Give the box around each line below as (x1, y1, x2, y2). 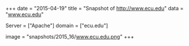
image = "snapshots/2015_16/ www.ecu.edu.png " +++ (5, 33, 135, 40)
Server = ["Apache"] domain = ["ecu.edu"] (5, 22, 108, 29)
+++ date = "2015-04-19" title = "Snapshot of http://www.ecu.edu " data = (5, 5, 184, 11)
